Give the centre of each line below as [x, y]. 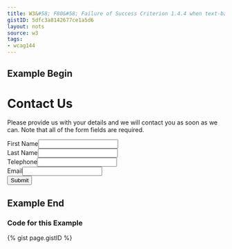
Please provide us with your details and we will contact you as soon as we [113, 122]
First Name [23, 144]
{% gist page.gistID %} [40, 238]
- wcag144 [21, 46]
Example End [36, 203]
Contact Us [40, 103]
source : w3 [23, 33]
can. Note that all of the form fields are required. [76, 130]
